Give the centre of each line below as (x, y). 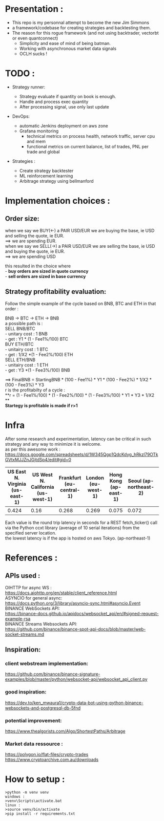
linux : (13, 805)
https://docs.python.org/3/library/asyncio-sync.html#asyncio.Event (73, 603)
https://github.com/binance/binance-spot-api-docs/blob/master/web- (75, 629)
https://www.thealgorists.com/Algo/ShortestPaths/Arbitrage (65, 731)
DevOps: (21, 116)
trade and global (43, 151)
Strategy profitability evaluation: (56, 292)
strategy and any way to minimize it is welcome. (53, 444)
